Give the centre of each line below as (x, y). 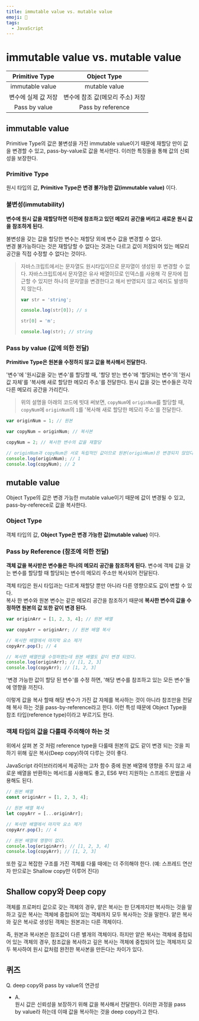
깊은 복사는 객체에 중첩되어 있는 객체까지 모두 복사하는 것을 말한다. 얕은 (99, 915)
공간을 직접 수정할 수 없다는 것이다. (46, 254)
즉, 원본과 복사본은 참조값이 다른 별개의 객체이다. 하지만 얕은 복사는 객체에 (91, 935)
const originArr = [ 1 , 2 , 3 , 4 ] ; (47, 797)
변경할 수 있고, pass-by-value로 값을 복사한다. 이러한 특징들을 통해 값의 (95, 151)
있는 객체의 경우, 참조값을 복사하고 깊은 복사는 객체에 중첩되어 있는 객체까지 (99, 942)
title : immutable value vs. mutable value (59, 12)
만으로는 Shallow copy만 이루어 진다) (56, 871)
